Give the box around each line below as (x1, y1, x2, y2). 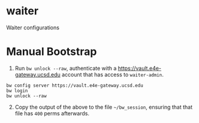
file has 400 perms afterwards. (14, 109, 90, 117)
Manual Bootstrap (6, 45, 97, 59)
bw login (6, 88, 28, 94)
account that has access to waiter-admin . (62, 70, 164, 78)
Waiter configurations (6, 24, 60, 31)
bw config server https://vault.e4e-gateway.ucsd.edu (6, 82, 144, 88)
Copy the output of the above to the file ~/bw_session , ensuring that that (14, 103, 193, 110)
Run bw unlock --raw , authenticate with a (14, 64, 117, 72)
